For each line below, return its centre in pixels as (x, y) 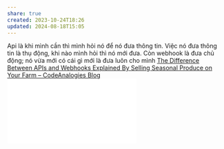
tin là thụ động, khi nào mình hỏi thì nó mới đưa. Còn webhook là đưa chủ (111, 53)
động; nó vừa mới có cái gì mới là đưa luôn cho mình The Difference (103, 61)
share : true (24, 13)
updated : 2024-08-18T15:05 (46, 26)
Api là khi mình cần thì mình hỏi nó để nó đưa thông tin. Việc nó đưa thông (112, 46)
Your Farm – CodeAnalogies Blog (54, 75)
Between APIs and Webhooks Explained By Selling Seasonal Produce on (110, 68)
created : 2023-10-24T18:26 (46, 20)
